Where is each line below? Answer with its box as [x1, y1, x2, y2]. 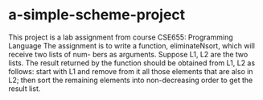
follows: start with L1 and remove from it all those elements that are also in [8, 66, 253, 76]
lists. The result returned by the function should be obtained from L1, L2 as [8, 58, 256, 68]
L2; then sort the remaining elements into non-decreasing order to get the [8, 75, 253, 85]
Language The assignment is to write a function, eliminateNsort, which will [8, 40, 256, 50]
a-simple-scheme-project [8, 6, 186, 24]
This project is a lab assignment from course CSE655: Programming [8, 32, 233, 42]
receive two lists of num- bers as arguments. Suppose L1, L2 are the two [8, 49, 249, 59]
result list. [8, 83, 41, 94]
